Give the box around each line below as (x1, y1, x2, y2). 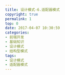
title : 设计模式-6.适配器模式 (5, 7, 60, 12)
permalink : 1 (5, 16, 32, 21)
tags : (5, 53, 16, 58)
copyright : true (5, 12, 38, 17)
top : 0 (5, 21, 19, 26)
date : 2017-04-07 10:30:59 (5, 26, 60, 31)
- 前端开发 (5, 35, 24, 40)
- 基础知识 (5, 39, 24, 44)
